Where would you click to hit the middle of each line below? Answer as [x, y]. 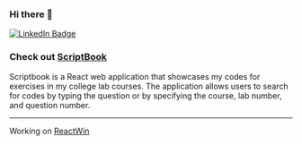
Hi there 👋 [31, 14]
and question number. [50, 105]
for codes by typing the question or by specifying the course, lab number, [146, 95]
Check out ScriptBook [58, 57]
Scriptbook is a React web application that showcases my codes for [135, 76]
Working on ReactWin [49, 131]
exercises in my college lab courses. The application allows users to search [149, 86]
